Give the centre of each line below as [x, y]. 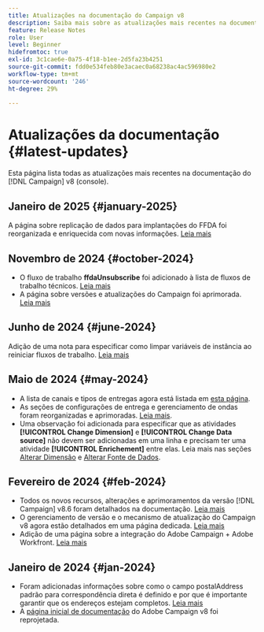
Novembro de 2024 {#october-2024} [101, 258]
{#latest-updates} [68, 151]
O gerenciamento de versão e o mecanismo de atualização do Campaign [137, 518]
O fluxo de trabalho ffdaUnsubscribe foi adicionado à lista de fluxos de [135, 277]
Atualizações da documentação [114, 134]
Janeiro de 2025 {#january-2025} [93, 206]
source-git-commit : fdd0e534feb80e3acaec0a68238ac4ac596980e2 [112, 67]
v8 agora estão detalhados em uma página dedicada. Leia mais [122, 526]
